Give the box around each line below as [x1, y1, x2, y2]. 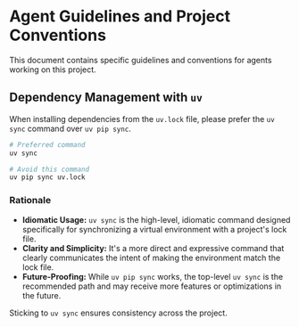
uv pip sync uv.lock [9, 173, 87, 182]
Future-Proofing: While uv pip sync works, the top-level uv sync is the [21, 271, 284, 282]
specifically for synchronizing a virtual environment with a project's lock [21, 224, 287, 234]
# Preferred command [9, 140, 87, 149]
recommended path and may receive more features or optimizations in [21, 281, 282, 291]
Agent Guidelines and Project [9, 6, 230, 27]
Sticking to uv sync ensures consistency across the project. [9, 307, 228, 318]
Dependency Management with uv [9, 90, 203, 105]
